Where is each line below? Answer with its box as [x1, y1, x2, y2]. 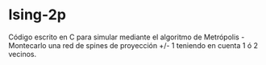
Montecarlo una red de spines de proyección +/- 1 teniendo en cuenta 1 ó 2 [8, 40, 259, 50]
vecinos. [8, 49, 37, 59]
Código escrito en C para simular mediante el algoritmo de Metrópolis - [8, 32, 245, 42]
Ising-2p [8, 6, 67, 24]
